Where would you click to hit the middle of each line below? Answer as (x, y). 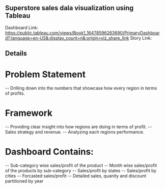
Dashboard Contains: (49, 152)
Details (16, 54)
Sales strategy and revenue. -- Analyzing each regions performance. (75, 132)
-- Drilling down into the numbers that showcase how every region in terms (81, 88)
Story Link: (141, 38)
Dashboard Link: (22, 27)
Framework (29, 113)
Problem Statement (45, 74)
